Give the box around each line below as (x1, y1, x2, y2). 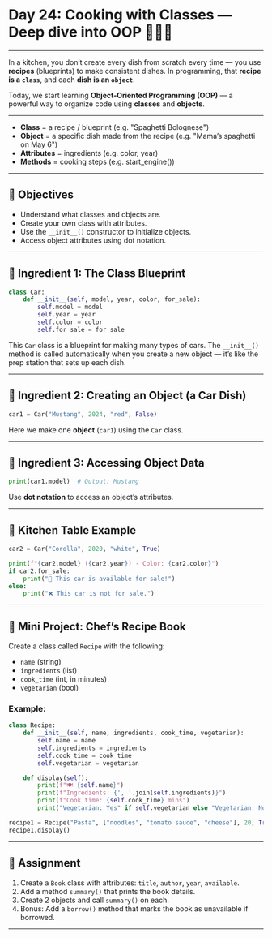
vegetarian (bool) (19, 683, 79, 693)
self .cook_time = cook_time (37, 751, 132, 759)
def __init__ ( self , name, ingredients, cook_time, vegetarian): (23, 729, 244, 738)
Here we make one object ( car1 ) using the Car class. (8, 424, 184, 435)
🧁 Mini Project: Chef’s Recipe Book (8, 619, 186, 634)
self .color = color (37, 318, 104, 326)
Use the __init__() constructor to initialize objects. (19, 226, 192, 236)
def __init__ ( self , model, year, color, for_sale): (23, 295, 201, 303)
